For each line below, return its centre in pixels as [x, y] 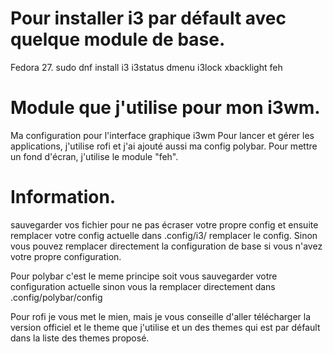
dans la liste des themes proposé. [80, 338]
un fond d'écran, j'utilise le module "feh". [94, 156]
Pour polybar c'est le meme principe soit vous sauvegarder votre [144, 276]
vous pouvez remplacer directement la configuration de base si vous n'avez [166, 246]
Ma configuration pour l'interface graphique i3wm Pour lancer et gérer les [162, 135]
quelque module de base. [118, 39]
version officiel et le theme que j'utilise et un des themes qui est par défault [165, 327]
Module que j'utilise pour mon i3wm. [165, 108]
